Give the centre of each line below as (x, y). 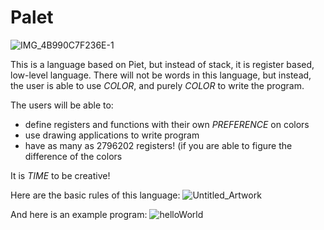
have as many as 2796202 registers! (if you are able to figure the (158, 145)
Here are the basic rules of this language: (95, 195)
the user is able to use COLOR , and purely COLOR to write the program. (157, 85)
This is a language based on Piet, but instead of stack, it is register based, (162, 64)
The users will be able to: (62, 105)
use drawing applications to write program (112, 135)
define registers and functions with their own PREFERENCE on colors (167, 124)
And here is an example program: (79, 214)
